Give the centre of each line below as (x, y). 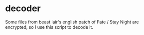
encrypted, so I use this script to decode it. (49, 27)
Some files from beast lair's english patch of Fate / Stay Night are (72, 22)
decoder (23, 9)
